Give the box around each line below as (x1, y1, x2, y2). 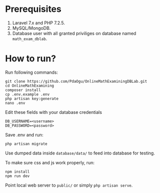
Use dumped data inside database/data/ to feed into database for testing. (5, 150, 155, 156)
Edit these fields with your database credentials (5, 109, 103, 115)
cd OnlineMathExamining (5, 83, 54, 88)
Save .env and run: (5, 132, 44, 138)
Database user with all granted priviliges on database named (12, 30, 136, 36)
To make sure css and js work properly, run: (5, 159, 95, 165)
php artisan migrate (5, 141, 48, 146)
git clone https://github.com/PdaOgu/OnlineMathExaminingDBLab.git (5, 79, 148, 84)
